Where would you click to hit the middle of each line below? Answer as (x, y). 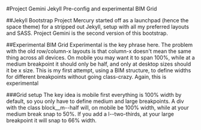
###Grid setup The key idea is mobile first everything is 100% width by (94, 95)
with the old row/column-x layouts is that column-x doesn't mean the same (99, 51)
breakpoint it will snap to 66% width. (52, 120)
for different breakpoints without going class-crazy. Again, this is (86, 77)
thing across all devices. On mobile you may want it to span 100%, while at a (100, 57)
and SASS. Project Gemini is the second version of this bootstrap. (87, 33)
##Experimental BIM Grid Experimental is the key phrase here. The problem (100, 45)
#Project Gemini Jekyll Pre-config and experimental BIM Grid (82, 9)
